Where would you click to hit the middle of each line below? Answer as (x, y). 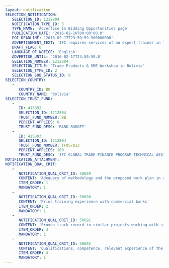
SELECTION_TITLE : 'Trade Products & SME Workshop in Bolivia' (78, 66)
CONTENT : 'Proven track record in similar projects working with (88, 225)
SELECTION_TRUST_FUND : (29, 99)
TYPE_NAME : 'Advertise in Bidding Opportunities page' (70, 29)
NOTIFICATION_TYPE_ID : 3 (38, 24)
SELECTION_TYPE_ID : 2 (34, 71)
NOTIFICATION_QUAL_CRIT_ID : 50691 (55, 220)
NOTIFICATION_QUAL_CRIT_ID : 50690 (55, 197)
